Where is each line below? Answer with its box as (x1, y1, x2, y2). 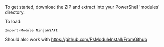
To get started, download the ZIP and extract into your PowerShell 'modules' (5, 4, 160, 10)
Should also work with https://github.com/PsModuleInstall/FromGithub (5, 36, 147, 42)
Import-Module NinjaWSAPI (5, 28, 58, 33)
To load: (5, 19, 22, 24)
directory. (5, 9, 25, 15)
